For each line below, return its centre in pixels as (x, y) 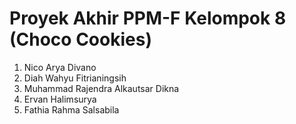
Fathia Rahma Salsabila (71, 109)
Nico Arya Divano (60, 67)
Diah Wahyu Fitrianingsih (75, 78)
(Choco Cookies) (80, 39)
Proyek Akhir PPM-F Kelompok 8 (148, 18)
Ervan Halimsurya (60, 99)
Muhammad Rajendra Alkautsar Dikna (101, 88)
